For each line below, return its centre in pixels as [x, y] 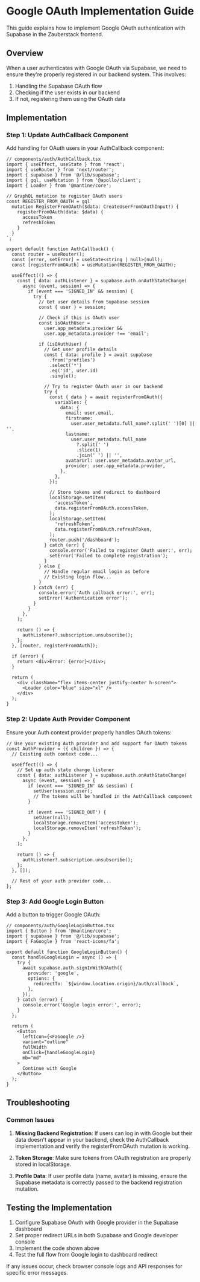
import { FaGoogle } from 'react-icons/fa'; [63, 942]
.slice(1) [89, 450]
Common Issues [31, 1120]
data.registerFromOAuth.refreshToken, [103, 529]
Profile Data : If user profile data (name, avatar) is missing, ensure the [101, 1176]
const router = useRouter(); [48, 254]
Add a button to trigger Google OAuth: [54, 915]
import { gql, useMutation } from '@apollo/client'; [74, 180]
